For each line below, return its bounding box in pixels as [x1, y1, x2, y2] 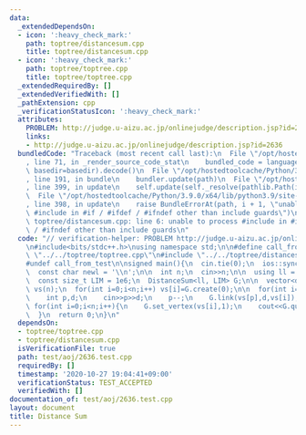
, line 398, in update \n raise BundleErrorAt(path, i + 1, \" [25, 200, 280, 210]
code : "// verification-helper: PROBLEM [17, 233, 173, 243]
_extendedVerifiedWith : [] [17, 89, 120, 98]
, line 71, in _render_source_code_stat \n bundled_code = [25, 157, 262, 167]
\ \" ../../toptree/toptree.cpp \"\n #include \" [25, 251, 206, 260]
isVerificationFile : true [17, 344, 117, 353]
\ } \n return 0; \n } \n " [25, 310, 120, 319]
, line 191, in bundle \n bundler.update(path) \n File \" [25, 174, 262, 183]
